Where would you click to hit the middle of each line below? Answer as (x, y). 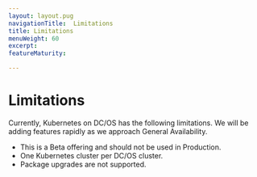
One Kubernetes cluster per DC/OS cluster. (91, 155)
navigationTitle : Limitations (61, 23)
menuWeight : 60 (34, 38)
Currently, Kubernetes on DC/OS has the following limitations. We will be (128, 123)
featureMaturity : (37, 53)
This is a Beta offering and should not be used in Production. (120, 147)
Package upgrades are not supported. (83, 164)
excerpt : (23, 46)
